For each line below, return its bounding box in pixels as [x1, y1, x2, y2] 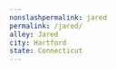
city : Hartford [9, 38, 67, 47]
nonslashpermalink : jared [9, 13, 107, 22]
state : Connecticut [9, 47, 83, 56]
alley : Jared [9, 30, 59, 39]
